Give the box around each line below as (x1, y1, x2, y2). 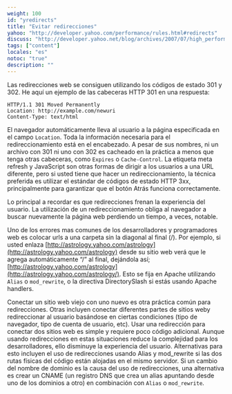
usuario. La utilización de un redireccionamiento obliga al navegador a (7, 205, 207, 213)
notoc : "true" (7, 55, 48, 62)
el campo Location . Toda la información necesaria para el (7, 133, 171, 141)
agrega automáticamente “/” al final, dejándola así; (7, 255, 151, 263)
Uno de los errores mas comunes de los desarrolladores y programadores (7, 225, 217, 234)
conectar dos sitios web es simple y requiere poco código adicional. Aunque (7, 327, 225, 335)
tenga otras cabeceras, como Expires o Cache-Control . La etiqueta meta (7, 155, 213, 163)
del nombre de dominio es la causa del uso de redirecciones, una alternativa (7, 364, 224, 372)
